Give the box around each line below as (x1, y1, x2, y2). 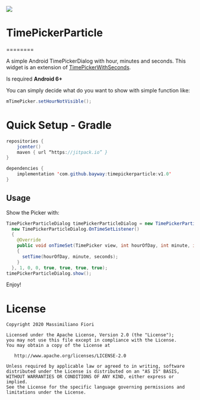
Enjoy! (6, 281, 22, 289)
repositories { (6, 138, 44, 144)
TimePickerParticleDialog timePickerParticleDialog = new (6, 221, 153, 227)
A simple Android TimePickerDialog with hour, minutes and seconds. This (6, 57, 186, 64)
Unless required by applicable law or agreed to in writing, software (6, 364, 185, 370)
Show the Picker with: (6, 209, 60, 216)
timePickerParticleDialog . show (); (6, 270, 92, 277)
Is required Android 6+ (6, 75, 62, 82)
